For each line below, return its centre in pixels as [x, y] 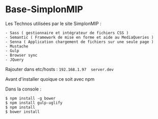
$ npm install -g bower [31, 98]
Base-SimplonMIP [44, 9]
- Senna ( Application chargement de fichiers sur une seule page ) [80, 42]
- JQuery [15, 60]
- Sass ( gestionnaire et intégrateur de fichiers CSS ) [67, 33]
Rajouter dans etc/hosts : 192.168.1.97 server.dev [59, 69]
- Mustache [17, 46]
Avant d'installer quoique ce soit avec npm [50, 79]
